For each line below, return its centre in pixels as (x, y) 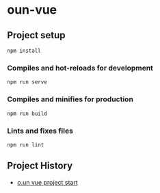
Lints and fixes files (40, 131)
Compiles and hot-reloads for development (80, 68)
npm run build (27, 114)
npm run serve (27, 82)
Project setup (37, 35)
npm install (24, 51)
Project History (40, 166)
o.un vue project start (47, 182)
